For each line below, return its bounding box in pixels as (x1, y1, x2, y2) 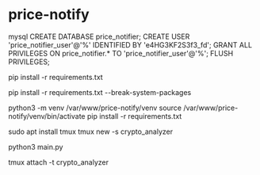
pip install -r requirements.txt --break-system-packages (8, 87, 192, 97)
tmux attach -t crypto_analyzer (8, 157, 109, 167)
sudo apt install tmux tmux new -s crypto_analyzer (8, 127, 173, 136)
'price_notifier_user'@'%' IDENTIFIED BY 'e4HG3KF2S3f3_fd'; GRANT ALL (8, 40, 252, 49)
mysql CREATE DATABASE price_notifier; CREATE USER (8, 32, 190, 41)
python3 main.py (8, 142, 63, 151)
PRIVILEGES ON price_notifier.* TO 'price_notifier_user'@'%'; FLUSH (8, 48, 234, 58)
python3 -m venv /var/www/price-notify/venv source (8, 103, 182, 112)
